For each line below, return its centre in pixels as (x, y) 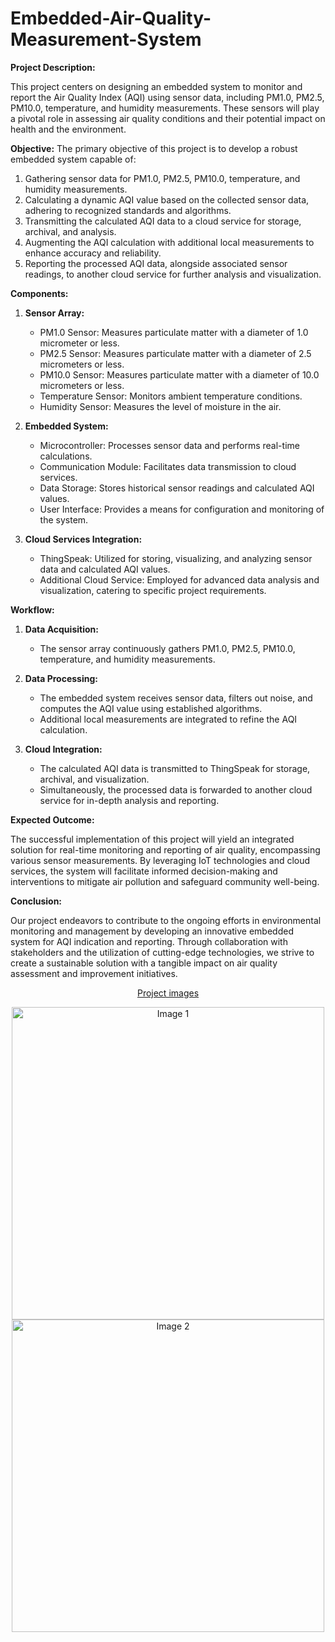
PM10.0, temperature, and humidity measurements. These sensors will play (165, 108)
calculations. (66, 456)
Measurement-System (106, 39)
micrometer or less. (79, 343)
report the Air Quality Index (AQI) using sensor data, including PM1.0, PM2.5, (167, 97)
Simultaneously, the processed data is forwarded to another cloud (176, 789)
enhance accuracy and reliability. (93, 253)
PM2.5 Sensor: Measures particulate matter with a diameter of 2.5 (175, 353)
